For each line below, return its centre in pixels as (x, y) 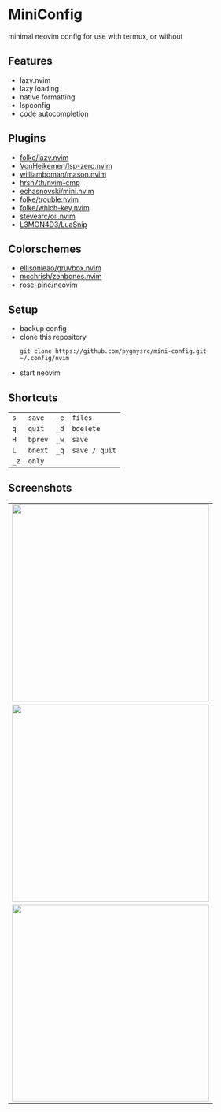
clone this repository (53, 337)
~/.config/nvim (44, 359)
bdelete (86, 428)
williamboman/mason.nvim (63, 174)
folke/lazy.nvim (44, 157)
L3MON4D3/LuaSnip (53, 224)
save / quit (94, 450)
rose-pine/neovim (48, 285)
